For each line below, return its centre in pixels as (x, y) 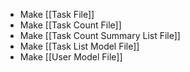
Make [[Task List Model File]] (79, 46)
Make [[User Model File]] (71, 57)
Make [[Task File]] (57, 14)
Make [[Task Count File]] (70, 25)
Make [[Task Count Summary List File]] (100, 35)
